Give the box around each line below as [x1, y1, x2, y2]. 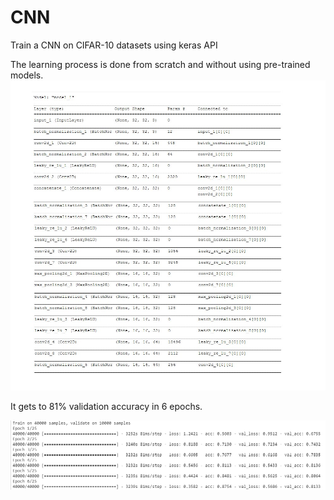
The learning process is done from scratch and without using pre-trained [10, 58, 311, 70]
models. [10, 69, 44, 81]
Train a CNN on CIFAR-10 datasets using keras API [10, 39, 218, 51]
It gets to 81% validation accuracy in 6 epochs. [10, 400, 203, 412]
